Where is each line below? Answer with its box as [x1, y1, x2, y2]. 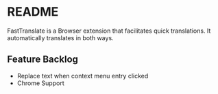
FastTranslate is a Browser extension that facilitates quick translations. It [7, 27, 211, 35]
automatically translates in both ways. [7, 33, 114, 42]
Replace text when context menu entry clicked [16, 72, 149, 80]
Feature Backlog [7, 54, 79, 65]
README [7, 4, 59, 20]
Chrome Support [16, 79, 64, 87]
